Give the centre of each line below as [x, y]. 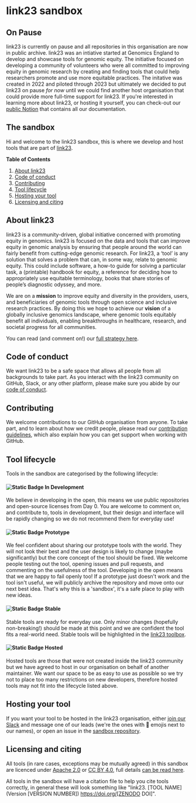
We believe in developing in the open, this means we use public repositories [97, 500]
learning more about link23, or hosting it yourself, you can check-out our [94, 103]
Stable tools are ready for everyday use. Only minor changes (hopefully [92, 621]
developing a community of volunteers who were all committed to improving [98, 65]
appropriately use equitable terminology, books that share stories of [88, 278]
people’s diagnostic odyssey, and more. [54, 284]
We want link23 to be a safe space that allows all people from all [83, 371]
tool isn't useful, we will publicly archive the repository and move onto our [95, 583]
